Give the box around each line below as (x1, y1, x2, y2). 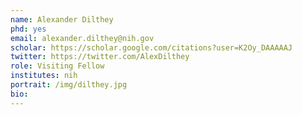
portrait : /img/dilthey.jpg (10, 80, 128, 90)
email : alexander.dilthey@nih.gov (10, 33, 155, 43)
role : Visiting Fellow (10, 61, 105, 71)
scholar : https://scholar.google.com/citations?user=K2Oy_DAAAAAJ (10, 42, 293, 53)
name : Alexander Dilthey (10, 14, 114, 25)
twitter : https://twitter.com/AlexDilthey (10, 52, 190, 62)
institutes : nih (10, 71, 78, 81)
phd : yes (10, 24, 47, 34)
